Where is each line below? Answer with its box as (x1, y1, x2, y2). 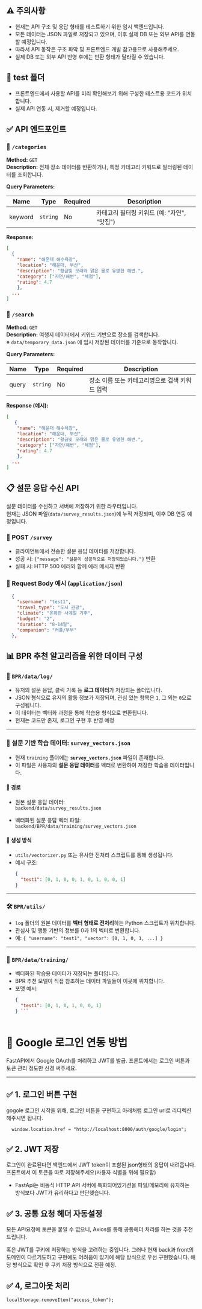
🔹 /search (6, 310, 34, 318)
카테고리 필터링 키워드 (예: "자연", (96, 209, 186, 217)
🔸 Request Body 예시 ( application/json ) (6, 579, 123, 587)
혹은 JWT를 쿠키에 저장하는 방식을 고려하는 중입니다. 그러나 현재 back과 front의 (6, 1246, 194, 1253)
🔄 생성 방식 (6, 837, 32, 844)
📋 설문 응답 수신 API (6, 482, 79, 493)
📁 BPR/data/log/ (6, 672, 53, 680)
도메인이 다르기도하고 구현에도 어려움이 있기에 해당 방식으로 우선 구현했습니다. (6, 1253, 189, 1261)
